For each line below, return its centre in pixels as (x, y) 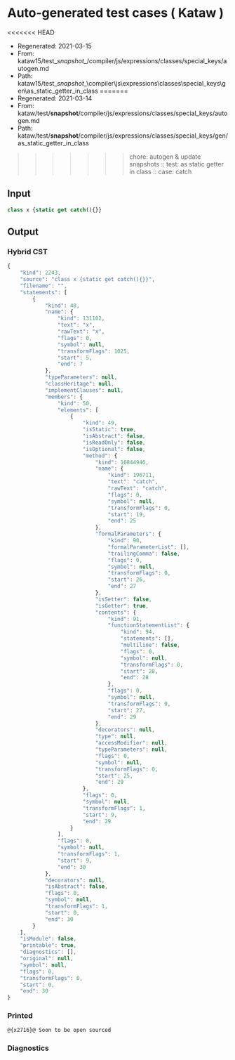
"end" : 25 (122, 521)
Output (23, 232)
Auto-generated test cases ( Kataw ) (116, 13)
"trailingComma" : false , (144, 554)
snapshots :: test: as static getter (177, 164)
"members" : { (63, 397)
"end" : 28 (135, 678)
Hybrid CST (27, 251)
